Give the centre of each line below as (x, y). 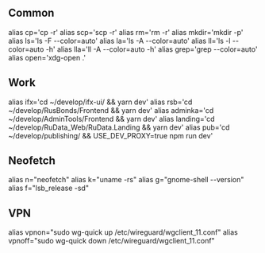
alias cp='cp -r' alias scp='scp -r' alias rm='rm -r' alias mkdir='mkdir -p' (126, 32)
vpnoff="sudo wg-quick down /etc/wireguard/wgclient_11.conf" (112, 241)
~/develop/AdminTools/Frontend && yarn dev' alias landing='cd (112, 119)
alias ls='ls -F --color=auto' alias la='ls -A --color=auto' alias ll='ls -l (119, 41)
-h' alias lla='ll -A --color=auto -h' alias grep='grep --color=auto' (152, 49)
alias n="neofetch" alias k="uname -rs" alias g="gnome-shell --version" (126, 180)
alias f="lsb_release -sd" (49, 188)
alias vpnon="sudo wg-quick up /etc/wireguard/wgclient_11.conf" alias (123, 232)
